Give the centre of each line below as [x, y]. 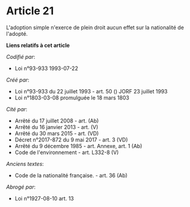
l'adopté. [17, 33]
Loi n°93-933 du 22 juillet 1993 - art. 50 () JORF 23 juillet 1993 [91, 91]
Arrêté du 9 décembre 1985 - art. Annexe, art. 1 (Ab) [78, 146]
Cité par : [17, 109]
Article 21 [30, 11]
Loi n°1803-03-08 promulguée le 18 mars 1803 [72, 98]
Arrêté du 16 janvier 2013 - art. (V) [56, 127]
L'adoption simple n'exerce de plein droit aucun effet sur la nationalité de [95, 27]
